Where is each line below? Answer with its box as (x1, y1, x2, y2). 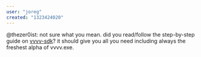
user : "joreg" (6, 8, 43, 15)
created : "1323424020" (6, 14, 64, 20)
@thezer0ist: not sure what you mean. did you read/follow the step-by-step (6, 31, 195, 38)
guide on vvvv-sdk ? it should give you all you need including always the (6, 37, 186, 44)
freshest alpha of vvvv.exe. (6, 43, 74, 51)
